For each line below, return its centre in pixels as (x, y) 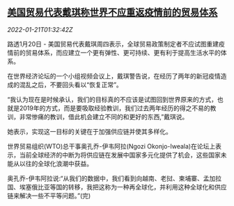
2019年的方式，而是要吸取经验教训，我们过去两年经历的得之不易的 (115, 108)
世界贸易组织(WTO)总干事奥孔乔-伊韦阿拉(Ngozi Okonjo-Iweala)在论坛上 (111, 146)
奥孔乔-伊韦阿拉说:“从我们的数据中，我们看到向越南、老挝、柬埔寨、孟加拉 (115, 178)
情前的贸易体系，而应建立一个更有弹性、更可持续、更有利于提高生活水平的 (114, 52)
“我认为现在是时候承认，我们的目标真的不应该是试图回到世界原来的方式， (112, 99)
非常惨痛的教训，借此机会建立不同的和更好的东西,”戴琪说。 (104, 117)
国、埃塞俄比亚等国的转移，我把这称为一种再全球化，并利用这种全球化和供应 (117, 187)
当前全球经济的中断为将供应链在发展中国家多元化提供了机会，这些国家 (120, 155)
